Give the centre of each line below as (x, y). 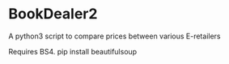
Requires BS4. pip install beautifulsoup (73, 51)
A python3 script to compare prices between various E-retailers (114, 36)
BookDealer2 (53, 14)
